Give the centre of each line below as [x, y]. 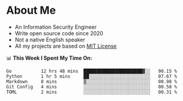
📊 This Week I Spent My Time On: [49, 58]
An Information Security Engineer [56, 27]
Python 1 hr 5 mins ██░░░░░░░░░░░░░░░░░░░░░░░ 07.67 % [92, 76]
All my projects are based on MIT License [66, 46]
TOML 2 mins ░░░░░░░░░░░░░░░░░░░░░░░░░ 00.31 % [92, 92]
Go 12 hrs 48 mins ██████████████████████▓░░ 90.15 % [92, 71]
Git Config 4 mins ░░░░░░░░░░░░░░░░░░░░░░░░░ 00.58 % [92, 87]
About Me [31, 10]
